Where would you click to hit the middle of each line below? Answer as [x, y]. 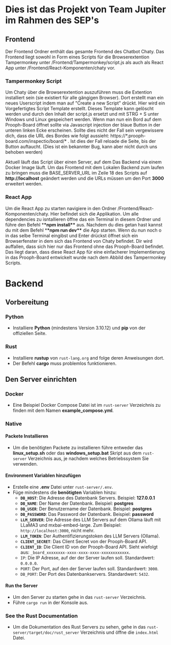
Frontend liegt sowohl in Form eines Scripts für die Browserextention [77, 57]
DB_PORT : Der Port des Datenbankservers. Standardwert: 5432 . [85, 574]
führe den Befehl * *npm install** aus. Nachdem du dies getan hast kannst [84, 224]
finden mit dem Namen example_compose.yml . [63, 410]
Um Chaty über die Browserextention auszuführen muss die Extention [79, 92]
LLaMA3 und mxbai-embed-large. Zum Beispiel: [71, 525]
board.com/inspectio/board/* [36, 141]
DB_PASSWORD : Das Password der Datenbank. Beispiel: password [87, 514]
